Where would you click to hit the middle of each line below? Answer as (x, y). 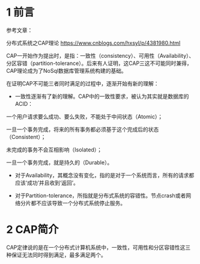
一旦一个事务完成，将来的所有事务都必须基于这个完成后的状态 (83, 129)
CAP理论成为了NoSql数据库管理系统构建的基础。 (67, 70)
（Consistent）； (26, 137)
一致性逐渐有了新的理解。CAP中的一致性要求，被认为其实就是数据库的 (102, 96)
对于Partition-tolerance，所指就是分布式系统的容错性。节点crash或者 (100, 195)
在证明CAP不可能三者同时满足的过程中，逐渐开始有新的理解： (83, 83)
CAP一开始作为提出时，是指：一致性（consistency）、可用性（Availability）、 (100, 55)
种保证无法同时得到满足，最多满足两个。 (56, 255)
